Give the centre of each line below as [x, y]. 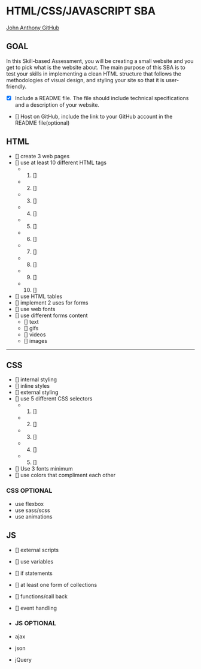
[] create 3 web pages [42, 156]
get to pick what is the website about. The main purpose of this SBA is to [96, 67]
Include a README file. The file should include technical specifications [102, 98]
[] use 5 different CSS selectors [54, 399]
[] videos [35, 334]
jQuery [23, 659]
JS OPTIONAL [36, 623]
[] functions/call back [41, 596]
